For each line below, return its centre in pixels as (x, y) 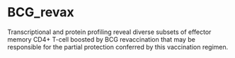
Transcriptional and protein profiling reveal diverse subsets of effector (109, 32)
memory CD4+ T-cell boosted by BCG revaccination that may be (102, 39)
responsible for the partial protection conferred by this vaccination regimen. (118, 47)
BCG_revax (41, 12)
